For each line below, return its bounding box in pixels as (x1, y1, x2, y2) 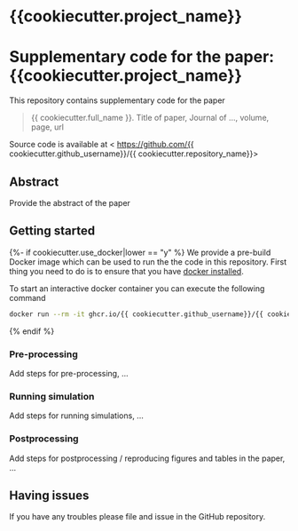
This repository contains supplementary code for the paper (9, 95, 226, 106)
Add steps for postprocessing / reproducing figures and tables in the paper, (9, 453, 286, 464)
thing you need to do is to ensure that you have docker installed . (9, 265, 244, 276)
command (9, 292, 46, 303)
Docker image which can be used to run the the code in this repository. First (9, 256, 287, 267)
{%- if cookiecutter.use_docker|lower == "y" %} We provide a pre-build (9, 247, 271, 258)
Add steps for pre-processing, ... (9, 368, 129, 378)
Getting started (9, 224, 96, 239)
